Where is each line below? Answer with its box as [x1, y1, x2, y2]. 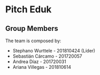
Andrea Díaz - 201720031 [12, 59, 66, 65]
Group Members [5, 24, 59, 33]
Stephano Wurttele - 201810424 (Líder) [12, 48, 95, 53]
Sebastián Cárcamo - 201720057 [12, 53, 83, 59]
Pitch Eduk [5, 4, 52, 15]
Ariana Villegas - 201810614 [12, 64, 71, 70]
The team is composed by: [5, 38, 61, 44]
